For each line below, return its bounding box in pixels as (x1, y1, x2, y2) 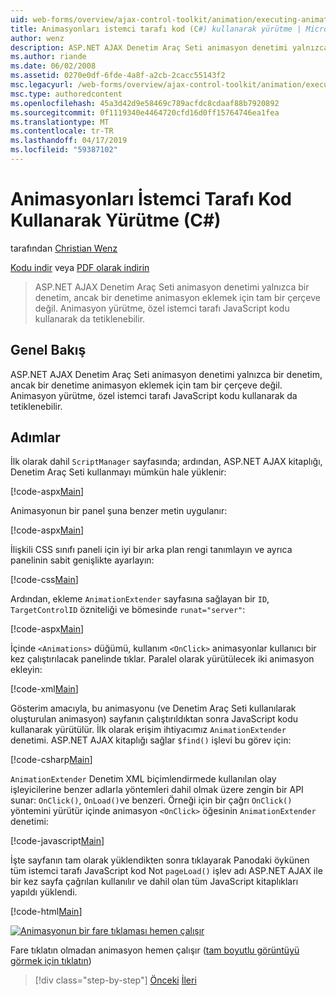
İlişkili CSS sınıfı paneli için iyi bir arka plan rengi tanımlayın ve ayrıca (10, 544, 293, 556)
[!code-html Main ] (10, 906, 83, 918)
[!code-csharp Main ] (10, 754, 93, 766)
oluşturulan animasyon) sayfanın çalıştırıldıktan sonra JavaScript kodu (10, 713, 299, 725)
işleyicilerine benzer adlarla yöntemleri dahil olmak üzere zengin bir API (10, 784, 304, 796)
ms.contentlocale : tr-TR (10, 126, 114, 136)
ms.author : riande (10, 52, 87, 62)
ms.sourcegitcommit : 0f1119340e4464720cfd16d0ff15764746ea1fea (10, 107, 280, 118)
